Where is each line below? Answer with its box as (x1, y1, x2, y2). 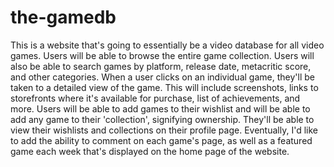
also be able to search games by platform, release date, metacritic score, (10, 60, 312, 72)
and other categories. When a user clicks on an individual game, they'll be (10, 71, 315, 83)
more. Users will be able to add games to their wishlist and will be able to (10, 102, 311, 115)
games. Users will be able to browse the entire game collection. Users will (10, 49, 315, 61)
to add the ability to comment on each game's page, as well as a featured (10, 134, 313, 146)
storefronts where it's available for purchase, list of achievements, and (10, 92, 301, 104)
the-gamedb (10, 6, 117, 29)
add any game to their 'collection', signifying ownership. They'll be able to (10, 113, 315, 125)
